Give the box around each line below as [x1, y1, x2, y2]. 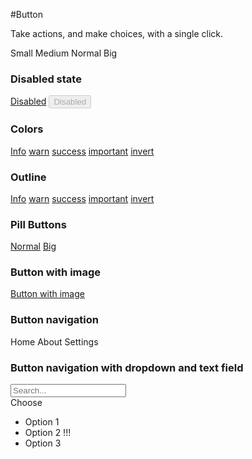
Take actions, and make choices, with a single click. [10, 28, 224, 39]
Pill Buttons [10, 217, 67, 231]
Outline [10, 170, 47, 184]
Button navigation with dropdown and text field [10, 360, 244, 374]
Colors [10, 122, 44, 136]
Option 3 [24, 437, 62, 449]
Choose [10, 397, 43, 409]
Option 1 [24, 416, 60, 428]
